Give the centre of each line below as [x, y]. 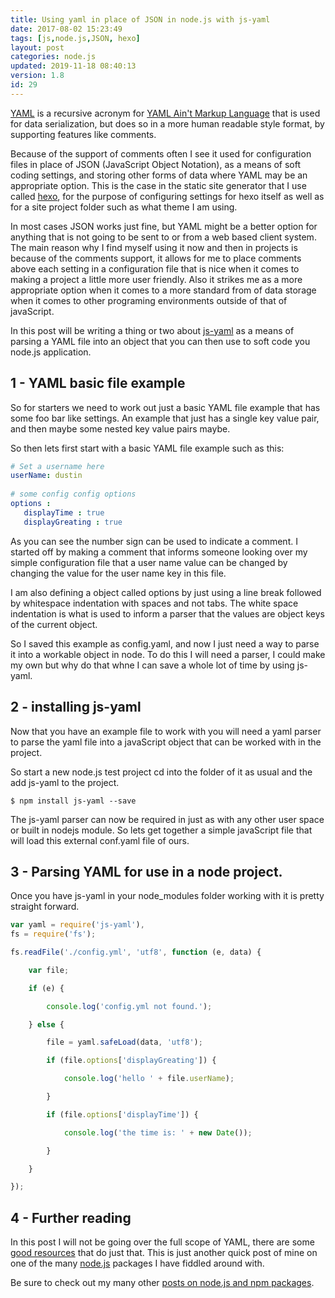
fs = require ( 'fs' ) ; [53, 934]
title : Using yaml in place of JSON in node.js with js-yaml [140, 19]
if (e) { [46, 988]
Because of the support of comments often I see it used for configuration [161, 153]
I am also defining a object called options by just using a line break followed [166, 592]
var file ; [49, 970]
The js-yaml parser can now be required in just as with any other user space [167, 819]
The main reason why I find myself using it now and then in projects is [154, 247]
